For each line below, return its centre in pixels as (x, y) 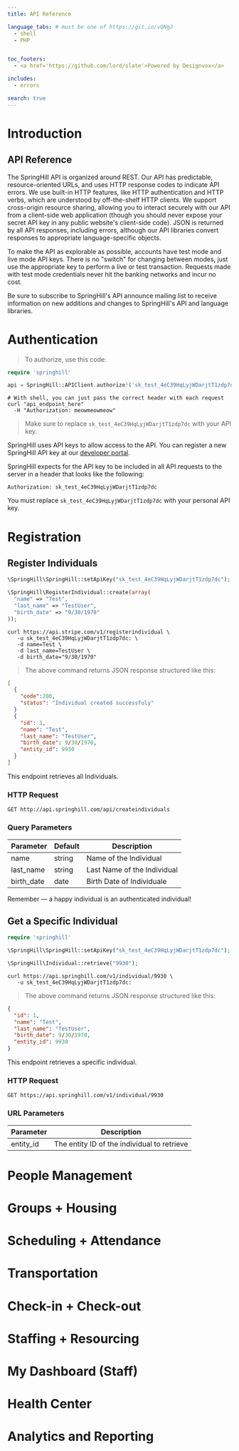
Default (67, 846)
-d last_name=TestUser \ (54, 651)
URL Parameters (36, 1114)
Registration (44, 537)
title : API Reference (39, 14)
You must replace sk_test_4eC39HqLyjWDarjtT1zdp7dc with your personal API (119, 501)
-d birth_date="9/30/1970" (57, 657)
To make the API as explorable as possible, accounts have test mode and (115, 251)
